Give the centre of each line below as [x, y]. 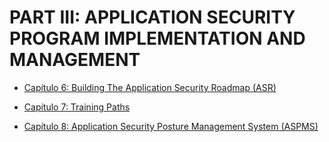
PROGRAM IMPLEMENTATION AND [157, 38]
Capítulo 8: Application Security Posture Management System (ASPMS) [171, 126]
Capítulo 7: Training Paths [77, 107]
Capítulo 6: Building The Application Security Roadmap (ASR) [150, 87]
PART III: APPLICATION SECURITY [152, 17]
